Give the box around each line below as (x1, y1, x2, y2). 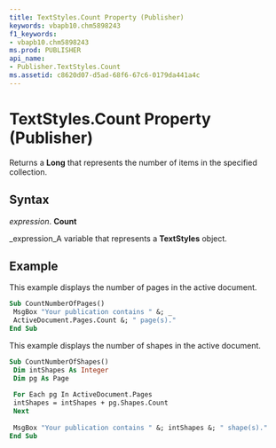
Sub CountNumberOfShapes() (9, 357, 109, 366)
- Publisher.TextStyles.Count (9, 63, 122, 72)
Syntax (9, 193, 50, 208)
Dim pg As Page (12, 373, 69, 382)
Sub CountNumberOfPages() (9, 299, 105, 309)
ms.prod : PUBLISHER (9, 46, 82, 55)
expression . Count (9, 216, 77, 226)
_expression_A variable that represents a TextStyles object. (9, 232, 228, 244)
